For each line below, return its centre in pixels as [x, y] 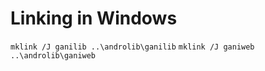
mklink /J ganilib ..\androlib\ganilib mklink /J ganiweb [132, 47]
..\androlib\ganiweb [53, 55]
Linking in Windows [94, 18]
